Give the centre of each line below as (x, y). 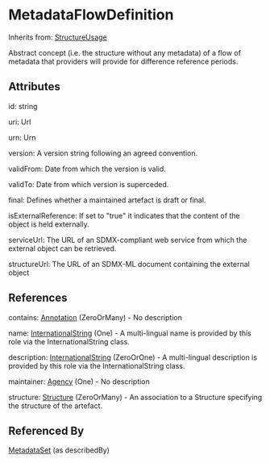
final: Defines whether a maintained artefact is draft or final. (107, 200)
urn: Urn (22, 137)
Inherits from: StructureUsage (58, 37)
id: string (23, 106)
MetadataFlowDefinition (91, 15)
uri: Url (20, 122)
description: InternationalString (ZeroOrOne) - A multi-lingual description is (133, 357)
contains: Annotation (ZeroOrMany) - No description (96, 317)
